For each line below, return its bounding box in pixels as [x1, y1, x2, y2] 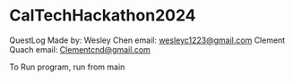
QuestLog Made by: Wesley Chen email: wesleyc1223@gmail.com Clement [9, 35, 286, 45]
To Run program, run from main [9, 61, 125, 72]
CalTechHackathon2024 [9, 5, 196, 26]
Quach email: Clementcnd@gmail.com [9, 44, 151, 54]
